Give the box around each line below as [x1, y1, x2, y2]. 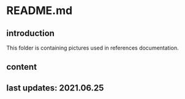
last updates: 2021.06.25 [6, 82, 104, 93]
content [6, 62, 37, 72]
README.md [6, 4, 73, 18]
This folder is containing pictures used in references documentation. [6, 44, 179, 51]
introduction [6, 28, 55, 38]
